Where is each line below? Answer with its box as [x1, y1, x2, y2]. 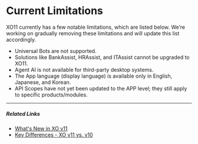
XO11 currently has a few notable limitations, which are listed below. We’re [6, 24, 186, 31]
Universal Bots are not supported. [14, 47, 97, 54]
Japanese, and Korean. [14, 78, 71, 86]
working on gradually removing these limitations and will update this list [6, 29, 180, 36]
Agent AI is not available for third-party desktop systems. [14, 66, 154, 73]
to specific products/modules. [14, 91, 88, 98]
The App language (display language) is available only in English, [14, 72, 173, 79]
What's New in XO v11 [14, 125, 68, 132]
